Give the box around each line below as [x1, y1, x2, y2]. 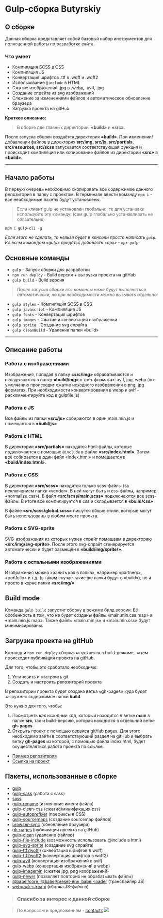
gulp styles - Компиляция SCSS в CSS [12, 301, 92, 307]
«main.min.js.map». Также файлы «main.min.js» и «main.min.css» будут [5, 617, 150, 623]
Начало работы [5, 173, 55, 181]
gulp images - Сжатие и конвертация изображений [12, 316, 117, 322]
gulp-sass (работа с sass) [12, 790, 65, 796]
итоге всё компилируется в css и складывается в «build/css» [25, 498, 154, 504]
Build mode [5, 594, 40, 603]
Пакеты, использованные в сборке [5, 772, 117, 781]
